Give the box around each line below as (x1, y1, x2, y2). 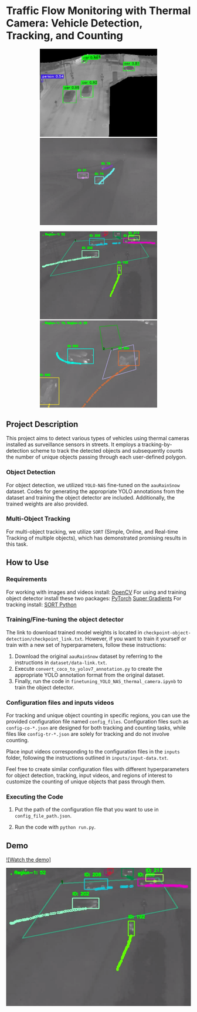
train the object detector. (14, 684, 74, 691)
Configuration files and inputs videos (6, 698, 114, 707)
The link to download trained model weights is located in (6, 629, 142, 636)
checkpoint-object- (143, 630, 191, 636)
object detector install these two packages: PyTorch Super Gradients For (6, 595, 182, 602)
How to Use (6, 558, 49, 568)
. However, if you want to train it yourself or (81, 635, 186, 642)
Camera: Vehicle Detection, (6, 16, 142, 30)
